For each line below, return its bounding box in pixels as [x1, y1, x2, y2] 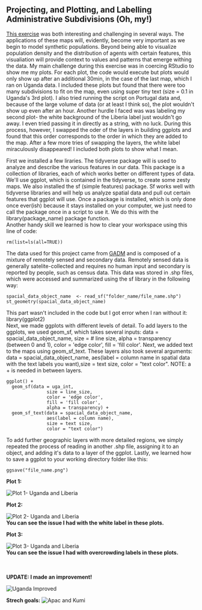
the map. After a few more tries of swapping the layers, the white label [6, 138, 180, 146]
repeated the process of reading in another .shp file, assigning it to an [6, 443, 179, 450]
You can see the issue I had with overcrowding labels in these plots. [6, 549, 179, 556]
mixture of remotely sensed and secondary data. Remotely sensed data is [6, 256, 189, 263]
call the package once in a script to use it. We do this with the [6, 208, 159, 216]
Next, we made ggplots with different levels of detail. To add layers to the [6, 322, 188, 329]
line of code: [6, 227, 37, 234]
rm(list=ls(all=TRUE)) [6, 239, 63, 245]
